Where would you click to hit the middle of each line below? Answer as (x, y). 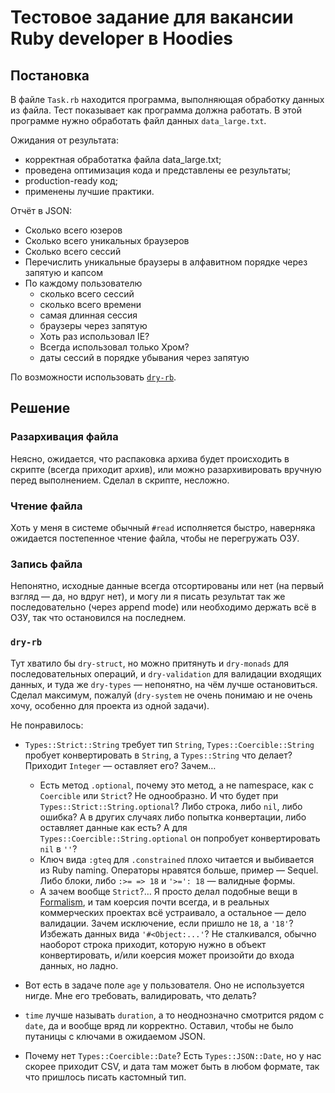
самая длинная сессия (88, 315)
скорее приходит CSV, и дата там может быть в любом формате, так (172, 1066)
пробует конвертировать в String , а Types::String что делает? (158, 755)
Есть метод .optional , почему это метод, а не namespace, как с (176, 785)
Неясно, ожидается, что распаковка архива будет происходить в (150, 458)
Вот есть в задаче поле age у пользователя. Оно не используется (164, 985)
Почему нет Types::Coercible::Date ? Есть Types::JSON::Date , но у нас (173, 1055)
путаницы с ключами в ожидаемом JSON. (115, 1036)
